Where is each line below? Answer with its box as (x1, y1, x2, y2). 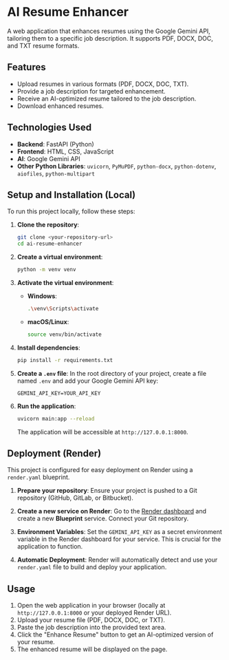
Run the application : (17, 402, 76, 410)
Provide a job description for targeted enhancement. (17, 87, 166, 95)
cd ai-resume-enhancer (17, 240, 83, 248)
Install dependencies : (17, 343, 80, 352)
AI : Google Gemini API (17, 154, 80, 162)
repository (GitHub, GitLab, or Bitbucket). (17, 493, 134, 502)
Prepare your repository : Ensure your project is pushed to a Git (17, 487, 197, 495)
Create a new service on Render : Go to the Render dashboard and (17, 507, 207, 515)
